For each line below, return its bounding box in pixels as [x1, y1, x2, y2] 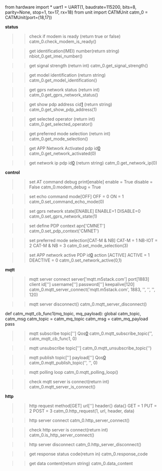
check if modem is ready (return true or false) [29, 34, 121, 39]
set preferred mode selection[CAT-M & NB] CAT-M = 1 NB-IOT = [29, 238, 158, 243]
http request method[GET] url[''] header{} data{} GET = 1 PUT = [29, 403, 157, 409]
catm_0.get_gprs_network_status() [29, 92, 98, 98]
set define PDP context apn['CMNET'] [29, 223, 106, 228]
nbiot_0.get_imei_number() [29, 53, 83, 59]
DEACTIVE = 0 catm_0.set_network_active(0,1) [29, 257, 122, 263]
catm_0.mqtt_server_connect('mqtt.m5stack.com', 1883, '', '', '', [29, 287, 156, 292]
